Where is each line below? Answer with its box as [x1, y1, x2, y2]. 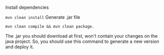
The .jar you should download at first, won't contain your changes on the [5, 33, 158, 39]
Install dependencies [5, 5, 49, 10]
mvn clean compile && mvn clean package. [5, 24, 95, 29]
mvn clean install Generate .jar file [5, 14, 80, 20]
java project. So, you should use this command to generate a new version [5, 38, 159, 44]
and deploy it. [5, 44, 34, 50]
